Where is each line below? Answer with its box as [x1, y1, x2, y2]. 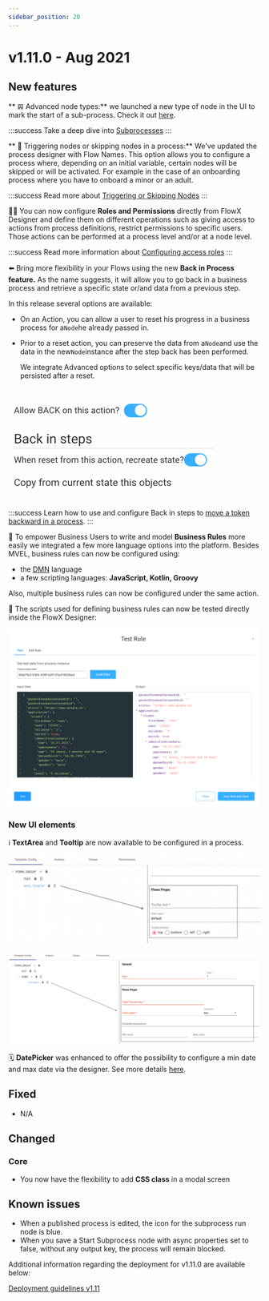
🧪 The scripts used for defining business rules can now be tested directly [8, 604, 250, 613]
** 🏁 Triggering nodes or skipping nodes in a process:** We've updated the [8, 141, 258, 151]
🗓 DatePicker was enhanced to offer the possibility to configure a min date [8, 1053, 256, 1062]
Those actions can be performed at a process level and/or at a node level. [8, 231, 252, 241]
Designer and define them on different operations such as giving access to [8, 215, 255, 224]
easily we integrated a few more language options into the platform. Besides [8, 540, 259, 550]
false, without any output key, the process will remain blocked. [19, 1244, 227, 1254]
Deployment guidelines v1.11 [8, 1283, 100, 1293]
